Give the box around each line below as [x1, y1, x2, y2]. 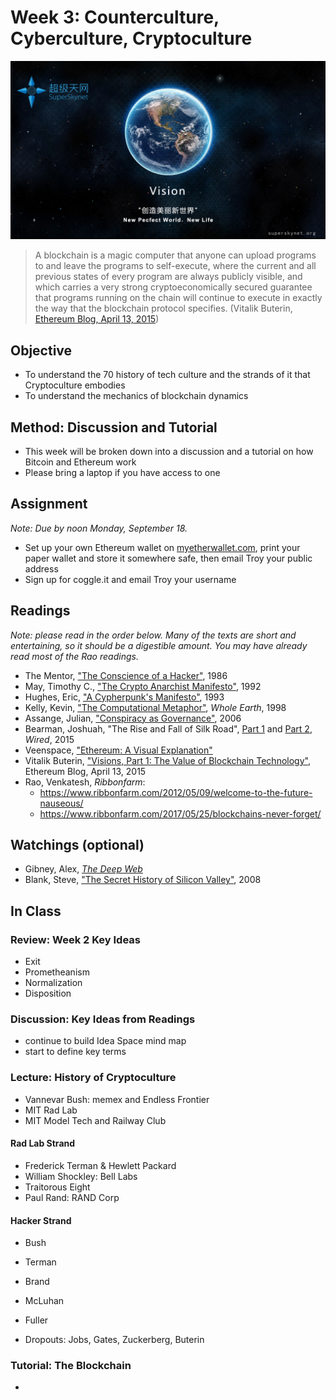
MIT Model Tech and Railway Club [24, 1114, 167, 1126]
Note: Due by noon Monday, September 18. [10, 522, 188, 534]
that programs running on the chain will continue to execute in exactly [34, 292, 323, 304]
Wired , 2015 [24, 733, 75, 745]
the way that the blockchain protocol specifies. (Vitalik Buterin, [34, 302, 293, 315]
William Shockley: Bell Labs [24, 1170, 138, 1182]
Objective [10, 342, 73, 359]
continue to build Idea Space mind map [24, 1035, 187, 1047]
